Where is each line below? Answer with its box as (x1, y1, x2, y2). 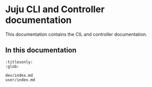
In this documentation (5, 46, 77, 54)
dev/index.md (5, 73, 33, 78)
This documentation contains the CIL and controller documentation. (5, 31, 147, 37)
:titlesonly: (5, 60, 33, 65)
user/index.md (5, 77, 36, 82)
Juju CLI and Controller (5, 4, 105, 15)
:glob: (5, 64, 19, 69)
